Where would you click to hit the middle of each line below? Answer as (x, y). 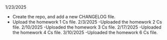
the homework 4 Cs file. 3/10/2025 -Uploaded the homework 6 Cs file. (85, 32)
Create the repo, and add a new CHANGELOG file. (64, 17)
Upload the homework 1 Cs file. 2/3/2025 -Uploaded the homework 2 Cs (87, 22)
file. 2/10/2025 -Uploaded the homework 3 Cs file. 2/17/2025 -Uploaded (87, 27)
